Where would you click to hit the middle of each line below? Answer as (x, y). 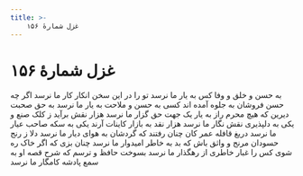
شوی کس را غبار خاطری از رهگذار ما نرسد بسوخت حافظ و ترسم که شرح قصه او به (151, 153)
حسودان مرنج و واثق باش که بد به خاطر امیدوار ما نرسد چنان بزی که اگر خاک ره (144, 143)
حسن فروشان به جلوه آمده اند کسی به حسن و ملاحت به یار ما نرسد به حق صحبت (147, 105)
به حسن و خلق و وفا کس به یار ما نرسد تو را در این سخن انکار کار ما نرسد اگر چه (146, 95)
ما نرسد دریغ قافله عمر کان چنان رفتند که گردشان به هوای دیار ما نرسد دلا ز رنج (143, 133)
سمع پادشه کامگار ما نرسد (55, 162)
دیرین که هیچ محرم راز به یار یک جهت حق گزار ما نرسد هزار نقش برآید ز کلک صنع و (150, 114)
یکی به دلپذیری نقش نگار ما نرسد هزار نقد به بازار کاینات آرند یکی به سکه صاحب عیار (152, 124)
